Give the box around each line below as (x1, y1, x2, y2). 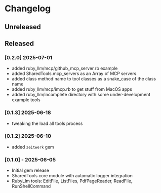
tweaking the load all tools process (11, 120, 83, 126)
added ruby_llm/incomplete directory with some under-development (11, 92, 151, 98)
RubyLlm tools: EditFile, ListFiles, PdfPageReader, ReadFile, (11, 178, 133, 184)
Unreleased (4, 23, 41, 31)
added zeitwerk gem (11, 144, 54, 150)
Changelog (4, 3, 51, 14)
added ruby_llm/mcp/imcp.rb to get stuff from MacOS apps (11, 86, 132, 92)
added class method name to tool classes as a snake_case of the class (11, 76, 156, 82)
